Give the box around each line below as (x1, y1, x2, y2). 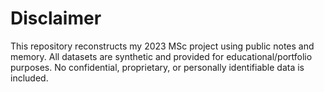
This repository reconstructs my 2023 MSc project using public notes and (10, 40, 315, 52)
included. (10, 72, 49, 84)
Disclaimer (10, 7, 102, 30)
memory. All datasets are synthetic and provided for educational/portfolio (10, 50, 313, 62)
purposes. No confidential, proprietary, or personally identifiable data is (10, 61, 305, 73)
